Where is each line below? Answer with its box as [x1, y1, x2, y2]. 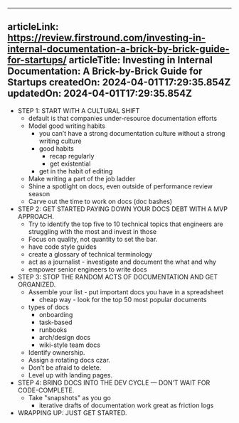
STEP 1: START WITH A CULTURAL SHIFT [17, 106, 140, 114]
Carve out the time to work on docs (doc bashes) [28, 197, 173, 205]
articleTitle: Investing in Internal [68, 54, 213, 66]
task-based [38, 318, 73, 326]
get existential [49, 159, 91, 168]
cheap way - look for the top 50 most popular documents [38, 295, 207, 304]
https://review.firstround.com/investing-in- [7, 32, 206, 44]
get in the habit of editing [38, 166, 113, 175]
